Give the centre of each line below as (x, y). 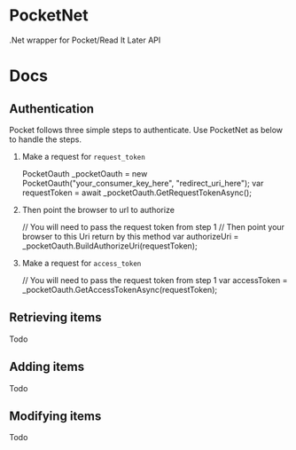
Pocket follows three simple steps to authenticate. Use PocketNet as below (146, 130)
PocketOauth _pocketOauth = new (85, 173)
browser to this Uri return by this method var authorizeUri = (130, 236)
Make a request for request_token (84, 156)
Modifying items (55, 416)
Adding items (47, 367)
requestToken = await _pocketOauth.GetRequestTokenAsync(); (137, 193)
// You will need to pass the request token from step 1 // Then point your (153, 226)
